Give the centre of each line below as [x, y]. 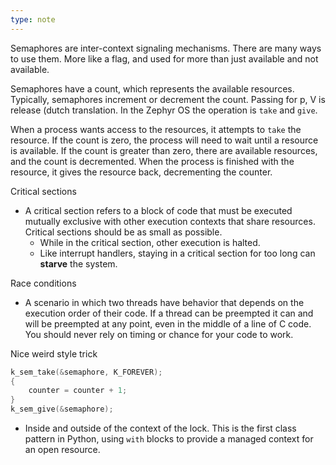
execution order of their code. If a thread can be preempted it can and [169, 313]
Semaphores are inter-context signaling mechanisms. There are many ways [166, 48]
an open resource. [62, 449]
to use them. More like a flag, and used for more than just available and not [164, 58]
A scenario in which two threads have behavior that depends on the [164, 302]
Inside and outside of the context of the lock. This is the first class [160, 428]
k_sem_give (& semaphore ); [62, 409]
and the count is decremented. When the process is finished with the [152, 161]
